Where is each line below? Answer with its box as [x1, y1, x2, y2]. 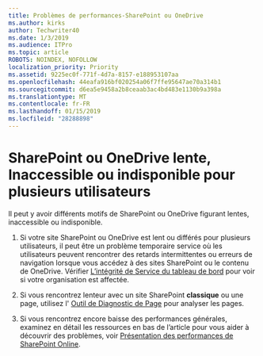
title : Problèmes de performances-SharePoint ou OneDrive [8, 11, 204, 20]
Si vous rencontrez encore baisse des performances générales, [19, 314, 227, 323]
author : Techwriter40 [8, 26, 80, 34]
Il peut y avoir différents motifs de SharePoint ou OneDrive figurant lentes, [8, 209, 250, 218]
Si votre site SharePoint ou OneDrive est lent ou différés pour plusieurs [19, 232, 251, 242]
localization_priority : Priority [8, 63, 119, 71]
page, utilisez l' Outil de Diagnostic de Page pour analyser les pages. [19, 298, 244, 308]
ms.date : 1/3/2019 [8, 33, 69, 42]
